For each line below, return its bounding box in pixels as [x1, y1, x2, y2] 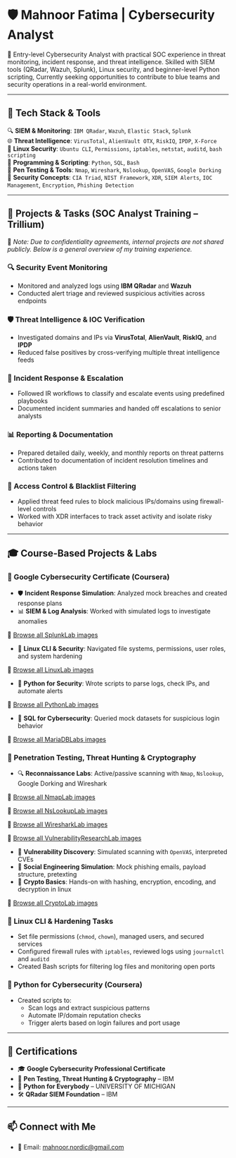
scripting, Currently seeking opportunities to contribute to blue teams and [7, 73, 221, 81]
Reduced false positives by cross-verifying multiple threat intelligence [17, 348, 220, 357]
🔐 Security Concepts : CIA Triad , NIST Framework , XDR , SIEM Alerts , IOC [7, 173, 213, 181]
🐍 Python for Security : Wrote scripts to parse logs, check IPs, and [17, 679, 210, 688]
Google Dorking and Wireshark [17, 779, 107, 788]
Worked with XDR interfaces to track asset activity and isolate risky [17, 512, 212, 520]
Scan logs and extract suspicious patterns [27, 1004, 150, 1012]
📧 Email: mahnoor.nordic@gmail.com [17, 1143, 124, 1152]
